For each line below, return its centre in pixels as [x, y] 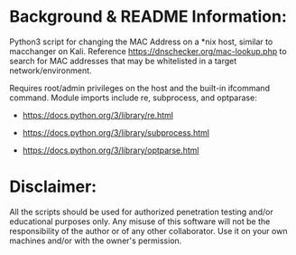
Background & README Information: [148, 17]
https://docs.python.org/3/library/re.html [98, 115]
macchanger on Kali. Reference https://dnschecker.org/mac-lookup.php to [148, 51]
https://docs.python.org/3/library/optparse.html [111, 150]
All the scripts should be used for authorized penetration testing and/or [141, 212]
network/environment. [51, 71]
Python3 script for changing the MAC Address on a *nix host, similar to [141, 42]
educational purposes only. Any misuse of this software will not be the [140, 221]
